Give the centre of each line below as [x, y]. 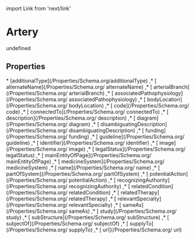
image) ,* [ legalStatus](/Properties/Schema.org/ [127, 149]
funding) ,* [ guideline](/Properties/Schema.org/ [127, 136]
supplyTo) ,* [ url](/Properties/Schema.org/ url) [125, 230]
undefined [18, 48]
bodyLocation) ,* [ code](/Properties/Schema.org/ [129, 105]
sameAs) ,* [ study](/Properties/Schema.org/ [123, 211]
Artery [22, 32]
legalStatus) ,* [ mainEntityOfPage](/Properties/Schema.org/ [79, 155]
